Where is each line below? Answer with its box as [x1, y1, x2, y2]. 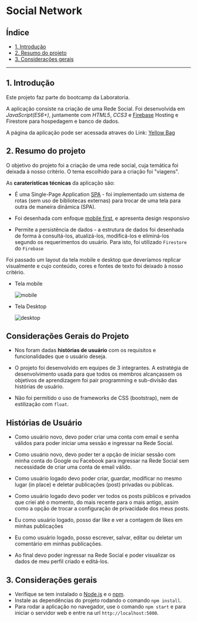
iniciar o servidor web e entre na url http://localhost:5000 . [14, 610, 159, 617]
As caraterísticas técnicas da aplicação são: [6, 179, 116, 186]
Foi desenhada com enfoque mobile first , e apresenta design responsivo [14, 215, 190, 222]
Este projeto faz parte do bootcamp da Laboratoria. [6, 93, 130, 101]
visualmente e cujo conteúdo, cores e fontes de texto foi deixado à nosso [6, 262, 184, 269]
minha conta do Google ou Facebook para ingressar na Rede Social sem [14, 457, 189, 464]
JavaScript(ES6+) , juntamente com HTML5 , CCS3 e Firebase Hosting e [6, 111, 179, 118]
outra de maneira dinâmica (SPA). [14, 203, 96, 210]
